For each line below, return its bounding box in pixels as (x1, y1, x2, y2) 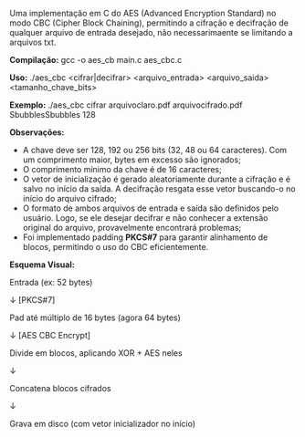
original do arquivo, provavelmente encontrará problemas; (22, 223, 242, 233)
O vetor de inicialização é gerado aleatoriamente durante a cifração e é (22, 173, 290, 184)
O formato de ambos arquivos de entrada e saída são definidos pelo (22, 203, 279, 213)
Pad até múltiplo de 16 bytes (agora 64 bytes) (9, 312, 181, 323)
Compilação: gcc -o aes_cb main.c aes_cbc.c (9, 55, 183, 65)
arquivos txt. (9, 36, 57, 47)
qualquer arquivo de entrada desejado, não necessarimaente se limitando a (9, 27, 294, 37)
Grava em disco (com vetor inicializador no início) (9, 419, 196, 429)
